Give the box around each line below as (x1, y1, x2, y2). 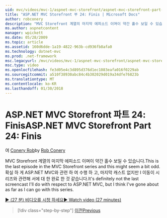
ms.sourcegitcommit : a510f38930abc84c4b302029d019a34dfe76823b (5, 72, 139, 77)
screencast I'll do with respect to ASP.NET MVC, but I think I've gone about (5, 181, 159, 187)
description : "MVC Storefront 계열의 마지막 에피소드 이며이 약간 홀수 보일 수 (5, 21, 154, 26)
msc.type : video (5, 63, 39, 68)
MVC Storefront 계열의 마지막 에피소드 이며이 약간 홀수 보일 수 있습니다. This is (5, 158, 159, 164)
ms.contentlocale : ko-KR (5, 81, 57, 86)
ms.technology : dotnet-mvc (5, 49, 61, 54)
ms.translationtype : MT (5, 77, 55, 82)
